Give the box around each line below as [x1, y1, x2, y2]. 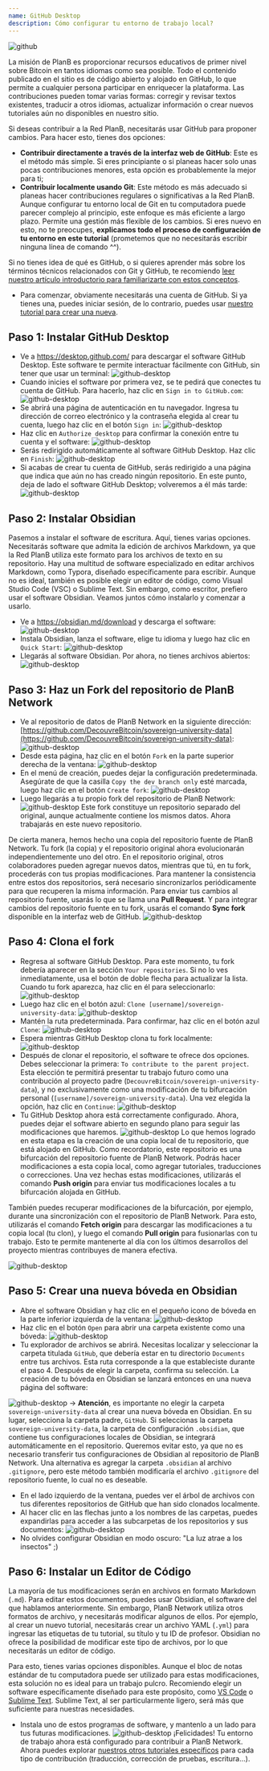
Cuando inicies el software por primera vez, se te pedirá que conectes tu [19, 377, 262, 387]
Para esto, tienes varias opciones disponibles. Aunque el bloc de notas [8, 1662, 243, 1671]
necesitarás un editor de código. [8, 1646, 116, 1656]
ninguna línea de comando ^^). [19, 242, 122, 252]
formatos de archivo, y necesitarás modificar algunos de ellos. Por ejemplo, [8, 1612, 259, 1621]
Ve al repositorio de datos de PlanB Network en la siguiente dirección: [19, 716, 251, 726]
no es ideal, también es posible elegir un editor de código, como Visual [8, 576, 243, 585]
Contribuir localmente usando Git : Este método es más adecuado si [19, 182, 247, 191]
